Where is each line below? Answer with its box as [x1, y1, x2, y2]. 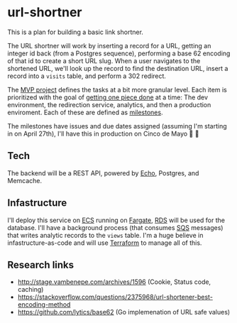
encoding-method [17, 300, 71, 309]
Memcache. [7, 176, 43, 185]
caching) [17, 285, 44, 294]
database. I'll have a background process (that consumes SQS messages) [7, 223, 224, 231]
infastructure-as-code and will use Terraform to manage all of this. [7, 239, 202, 247]
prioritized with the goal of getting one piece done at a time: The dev [7, 93, 208, 102]
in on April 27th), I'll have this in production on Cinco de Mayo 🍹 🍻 [7, 129, 199, 138]
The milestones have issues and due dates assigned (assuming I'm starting [7, 121, 227, 130]
